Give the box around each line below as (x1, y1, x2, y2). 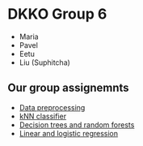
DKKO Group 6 (7, 5, 107, 24)
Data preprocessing (19, 102, 86, 112)
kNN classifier (19, 111, 66, 121)
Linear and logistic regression (19, 128, 119, 138)
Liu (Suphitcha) (19, 58, 70, 67)
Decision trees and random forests (19, 119, 135, 130)
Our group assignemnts (7, 81, 130, 95)
